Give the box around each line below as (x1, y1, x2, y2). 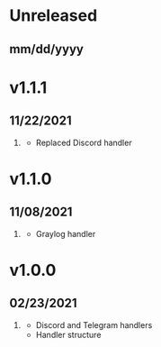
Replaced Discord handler (35, 137, 132, 148)
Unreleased (9, 5, 98, 26)
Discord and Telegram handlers (35, 319, 153, 330)
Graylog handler (35, 228, 96, 239)
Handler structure (35, 329, 102, 340)
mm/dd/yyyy (9, 41, 84, 57)
